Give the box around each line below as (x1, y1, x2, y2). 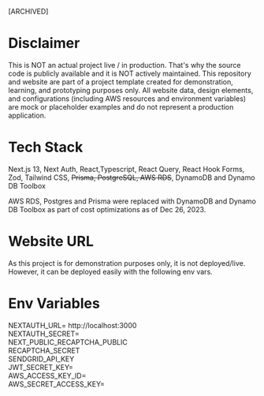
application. (8, 110, 46, 120)
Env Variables (8, 295, 100, 312)
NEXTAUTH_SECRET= (8, 329, 80, 338)
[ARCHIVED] (8, 7, 49, 16)
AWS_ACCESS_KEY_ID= (8, 371, 87, 380)
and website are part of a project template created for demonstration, (8, 77, 234, 86)
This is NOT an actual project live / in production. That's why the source (8, 60, 241, 69)
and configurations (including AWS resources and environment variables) (8, 94, 247, 103)
